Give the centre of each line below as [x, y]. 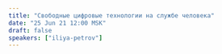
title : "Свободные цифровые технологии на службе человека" [112, 15]
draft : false [30, 30]
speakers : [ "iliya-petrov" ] [56, 38]
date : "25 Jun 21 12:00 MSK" [57, 23]
